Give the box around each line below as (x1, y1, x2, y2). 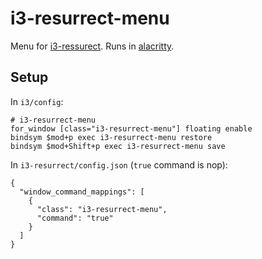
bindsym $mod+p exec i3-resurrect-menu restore (10, 132, 213, 142)
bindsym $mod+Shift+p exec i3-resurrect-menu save (10, 141, 226, 151)
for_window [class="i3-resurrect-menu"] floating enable (10, 123, 253, 134)
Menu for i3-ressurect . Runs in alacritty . (10, 40, 175, 52)
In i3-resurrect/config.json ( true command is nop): (10, 158, 228, 171)
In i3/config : (10, 95, 64, 107)
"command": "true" (36, 213, 114, 223)
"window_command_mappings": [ (19, 187, 145, 197)
